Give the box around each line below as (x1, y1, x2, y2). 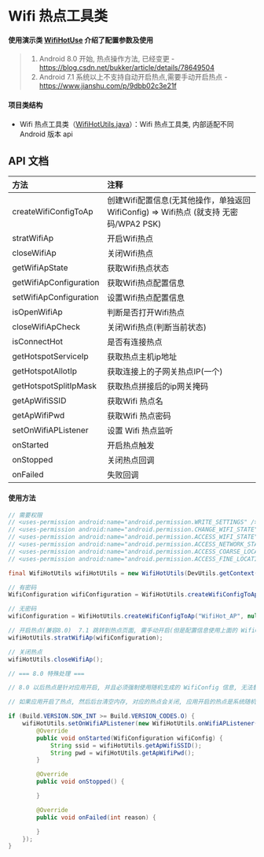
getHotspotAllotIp (12, 365, 77, 377)
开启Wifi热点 (107, 233, 153, 244)
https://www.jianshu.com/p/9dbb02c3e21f (38, 81, 177, 91)
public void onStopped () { (36, 777, 125, 786)
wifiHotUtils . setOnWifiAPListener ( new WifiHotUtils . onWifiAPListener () (22, 720, 262, 728)
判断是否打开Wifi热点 (107, 307, 185, 318)
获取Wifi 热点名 (107, 395, 163, 406)
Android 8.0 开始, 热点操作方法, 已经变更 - (38, 54, 175, 64)
